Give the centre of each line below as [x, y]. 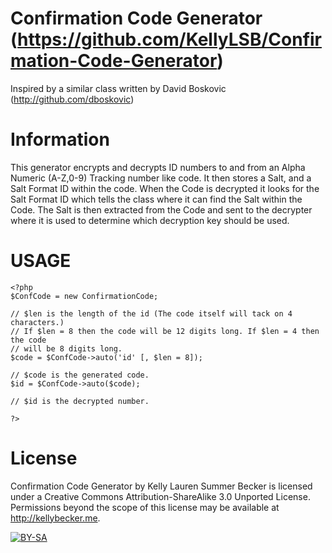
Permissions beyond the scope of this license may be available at [145, 507]
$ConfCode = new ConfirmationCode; [84, 296]
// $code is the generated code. [80, 375]
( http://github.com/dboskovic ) [72, 99]
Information [60, 139]
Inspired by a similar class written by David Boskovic [118, 88]
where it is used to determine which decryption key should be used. [150, 220]
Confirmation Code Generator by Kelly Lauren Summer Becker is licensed [161, 486]
